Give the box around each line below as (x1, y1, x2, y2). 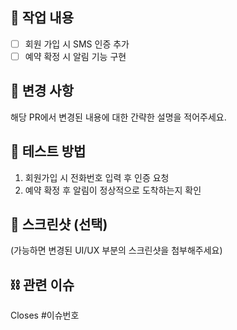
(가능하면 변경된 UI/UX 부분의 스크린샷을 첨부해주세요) (10, 244, 223, 257)
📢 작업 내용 (10, 9, 75, 27)
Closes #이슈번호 (10, 309, 80, 322)
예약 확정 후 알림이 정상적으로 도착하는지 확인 (24, 184, 202, 196)
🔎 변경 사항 (10, 83, 75, 100)
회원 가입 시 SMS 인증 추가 (24, 38, 130, 50)
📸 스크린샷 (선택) (10, 216, 108, 233)
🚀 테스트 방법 (10, 143, 87, 160)
